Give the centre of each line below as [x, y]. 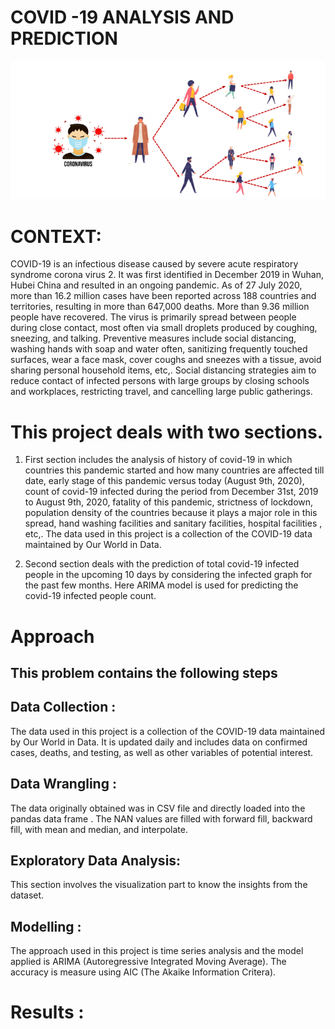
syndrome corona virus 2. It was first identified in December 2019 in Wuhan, [167, 275]
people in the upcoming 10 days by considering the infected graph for [168, 575]
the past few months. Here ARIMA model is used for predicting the [161, 585]
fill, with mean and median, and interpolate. [99, 829]
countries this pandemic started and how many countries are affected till [174, 470]
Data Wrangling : [63, 784]
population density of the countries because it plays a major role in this [171, 513]
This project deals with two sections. [167, 432]
